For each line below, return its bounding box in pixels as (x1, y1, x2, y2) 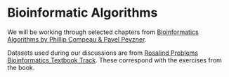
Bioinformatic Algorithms (7, 5, 158, 21)
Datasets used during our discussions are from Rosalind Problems (7, 49, 199, 57)
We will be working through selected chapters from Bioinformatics (7, 28, 199, 36)
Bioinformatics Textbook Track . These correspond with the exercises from (7, 55, 223, 64)
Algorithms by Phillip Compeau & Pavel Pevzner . (7, 35, 147, 43)
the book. (7, 63, 35, 71)
